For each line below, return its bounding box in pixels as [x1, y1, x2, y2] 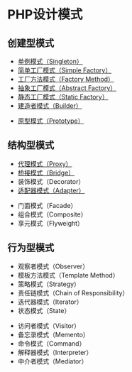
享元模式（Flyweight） [17, 219, 84, 227]
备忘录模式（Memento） [17, 330, 90, 339]
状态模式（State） [17, 306, 71, 314]
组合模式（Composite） [17, 210, 87, 219]
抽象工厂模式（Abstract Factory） [17, 84, 117, 92]
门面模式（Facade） [17, 201, 77, 209]
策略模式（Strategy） [17, 280, 80, 288]
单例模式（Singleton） [17, 58, 83, 65]
